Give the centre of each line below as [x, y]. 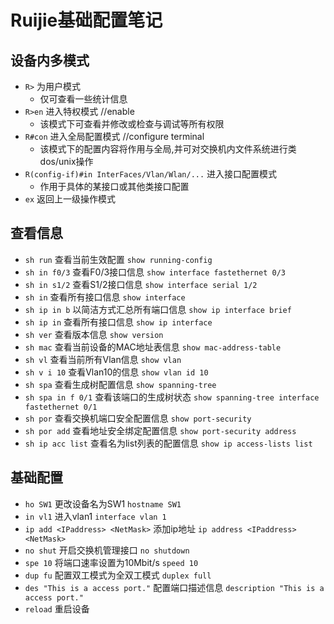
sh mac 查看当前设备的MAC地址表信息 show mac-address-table [153, 347]
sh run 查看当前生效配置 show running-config [118, 259]
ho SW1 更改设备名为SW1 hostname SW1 [103, 503]
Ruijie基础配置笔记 [86, 20]
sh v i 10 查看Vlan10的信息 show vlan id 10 [116, 372]
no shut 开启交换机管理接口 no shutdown [107, 550]
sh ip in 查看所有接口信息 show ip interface [118, 322]
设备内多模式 [50, 60]
